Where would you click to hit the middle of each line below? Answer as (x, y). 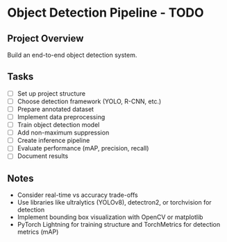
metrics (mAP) (38, 232)
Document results (43, 156)
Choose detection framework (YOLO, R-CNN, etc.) (89, 101)
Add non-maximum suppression (63, 132)
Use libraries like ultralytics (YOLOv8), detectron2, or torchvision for (114, 202)
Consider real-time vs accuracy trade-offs (77, 195)
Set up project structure (51, 93)
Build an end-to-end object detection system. (72, 55)
